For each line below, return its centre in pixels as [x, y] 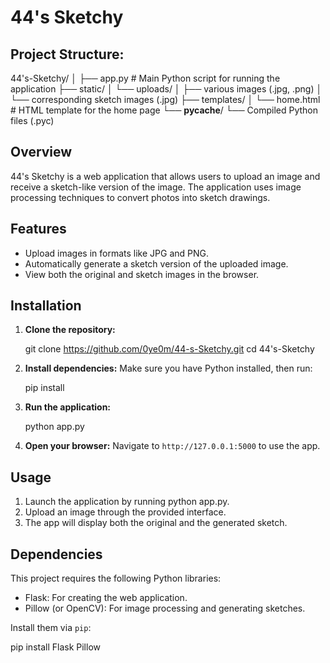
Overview [41, 152]
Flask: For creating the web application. [106, 598]
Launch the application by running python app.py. [127, 502]
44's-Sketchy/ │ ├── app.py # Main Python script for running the [145, 78]
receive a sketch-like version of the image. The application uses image [156, 187]
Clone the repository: [70, 330]
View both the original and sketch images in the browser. [142, 274]
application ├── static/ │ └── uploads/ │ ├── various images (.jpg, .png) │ [166, 89]
